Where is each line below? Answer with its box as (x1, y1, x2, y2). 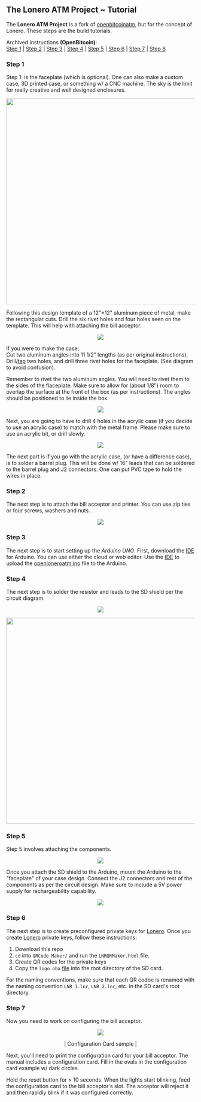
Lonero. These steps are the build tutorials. (6, 27, 112, 34)
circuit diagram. (6, 594, 45, 602)
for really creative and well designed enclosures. (6, 86, 126, 93)
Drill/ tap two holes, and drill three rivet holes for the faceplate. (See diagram (6, 358, 194, 365)
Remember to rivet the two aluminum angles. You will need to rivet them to (6, 376, 190, 383)
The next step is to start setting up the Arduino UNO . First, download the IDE (6, 547, 194, 554)
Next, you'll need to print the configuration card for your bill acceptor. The (6, 1052, 188, 1059)
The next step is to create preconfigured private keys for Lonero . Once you (6, 927, 191, 934)
